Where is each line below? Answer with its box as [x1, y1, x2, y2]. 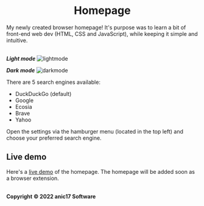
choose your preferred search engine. [6, 134, 102, 142]
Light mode [6, 55, 36, 62]
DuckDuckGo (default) [15, 90, 72, 97]
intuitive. [6, 36, 28, 44]
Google [15, 97, 34, 104]
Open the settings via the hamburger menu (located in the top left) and [6, 128, 184, 135]
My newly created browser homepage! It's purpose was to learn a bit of [6, 24, 186, 31]
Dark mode [6, 66, 35, 74]
